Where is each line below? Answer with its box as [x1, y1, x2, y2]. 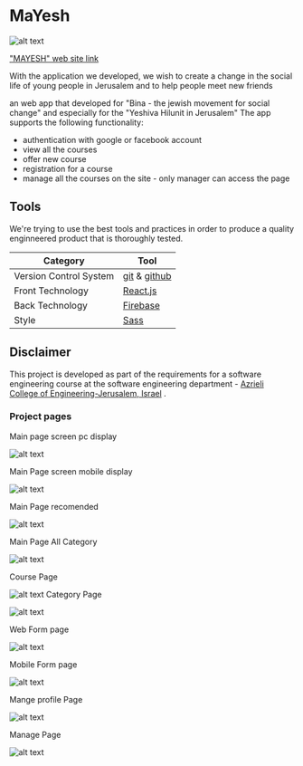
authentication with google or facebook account [22, 134, 202, 145]
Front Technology [14, 284, 89, 297]
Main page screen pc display [9, 431, 118, 442]
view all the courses [22, 144, 98, 155]
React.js [122, 284, 157, 297]
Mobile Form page [9, 658, 78, 670]
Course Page [9, 571, 59, 582]
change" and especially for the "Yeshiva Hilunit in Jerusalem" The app [9, 107, 271, 118]
